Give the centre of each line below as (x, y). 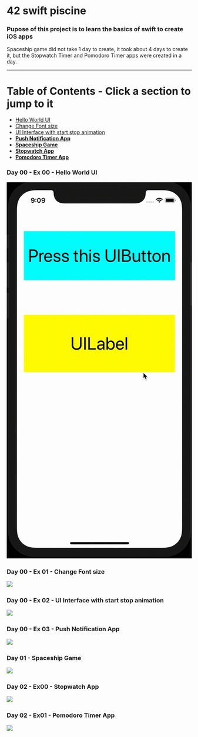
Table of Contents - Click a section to (99, 91)
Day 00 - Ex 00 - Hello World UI (52, 173)
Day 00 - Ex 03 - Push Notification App (63, 629)
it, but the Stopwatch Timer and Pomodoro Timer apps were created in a (94, 56)
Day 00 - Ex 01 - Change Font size (56, 571)
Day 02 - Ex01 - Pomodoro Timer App (61, 715)
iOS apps (20, 36)
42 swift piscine (47, 11)
